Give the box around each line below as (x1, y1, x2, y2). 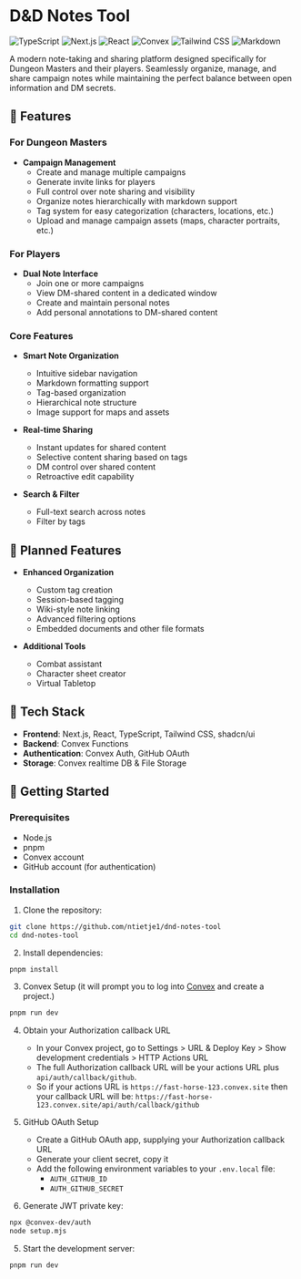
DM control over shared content (35, 461, 156, 472)
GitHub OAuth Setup (22, 1117, 99, 1128)
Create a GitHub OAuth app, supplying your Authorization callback (35, 1134, 285, 1145)
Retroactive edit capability (35, 471, 135, 482)
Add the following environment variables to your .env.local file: (35, 1163, 276, 1174)
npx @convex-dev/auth (9, 1218, 92, 1227)
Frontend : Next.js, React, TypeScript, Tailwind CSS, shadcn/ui (22, 728, 256, 739)
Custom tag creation (35, 584, 114, 595)
